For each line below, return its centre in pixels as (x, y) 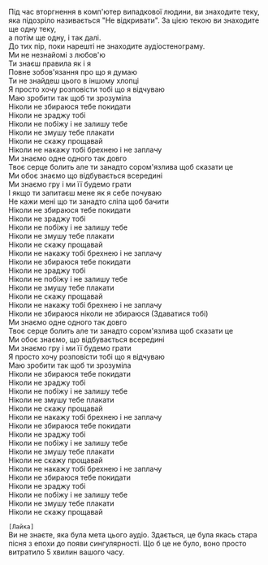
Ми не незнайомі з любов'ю (57, 55)
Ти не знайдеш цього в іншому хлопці (74, 81)
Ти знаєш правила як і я (50, 63)
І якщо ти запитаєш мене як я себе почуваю (85, 193)
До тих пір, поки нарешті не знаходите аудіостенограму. (107, 46)
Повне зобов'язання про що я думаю (73, 72)
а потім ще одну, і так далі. (55, 37)
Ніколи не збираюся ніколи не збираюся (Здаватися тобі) (108, 313)
